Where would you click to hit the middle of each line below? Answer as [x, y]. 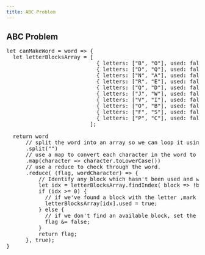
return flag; [58, 234]
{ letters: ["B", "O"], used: [142, 63]
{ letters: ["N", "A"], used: [142, 76]
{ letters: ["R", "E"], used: [142, 82]
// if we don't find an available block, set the [120, 216]
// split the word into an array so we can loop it [104, 143]
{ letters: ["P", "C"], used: [142, 118]
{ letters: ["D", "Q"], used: [142, 70]
